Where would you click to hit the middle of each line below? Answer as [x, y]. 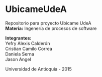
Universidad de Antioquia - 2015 [38, 69]
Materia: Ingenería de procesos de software [51, 28]
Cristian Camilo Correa [29, 48]
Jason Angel [18, 59]
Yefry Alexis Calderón [28, 43]
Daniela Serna [20, 54]
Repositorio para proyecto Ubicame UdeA [48, 23]
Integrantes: [18, 38]
